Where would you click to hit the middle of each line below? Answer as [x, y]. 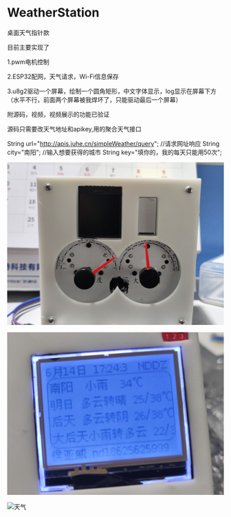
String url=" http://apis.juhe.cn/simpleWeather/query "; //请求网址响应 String [113, 143]
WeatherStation [53, 13]
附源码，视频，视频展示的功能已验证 [58, 114]
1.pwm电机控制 [28, 62]
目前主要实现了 [28, 47]
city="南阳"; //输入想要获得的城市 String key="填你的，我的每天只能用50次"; [114, 152]
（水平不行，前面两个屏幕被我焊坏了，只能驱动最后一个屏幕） [95, 99]
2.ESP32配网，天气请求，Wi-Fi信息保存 [63, 76]
